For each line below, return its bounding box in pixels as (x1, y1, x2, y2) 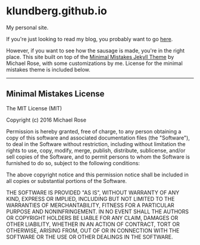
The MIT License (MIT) (6, 104, 62, 111)
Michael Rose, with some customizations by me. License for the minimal (6, 60, 183, 67)
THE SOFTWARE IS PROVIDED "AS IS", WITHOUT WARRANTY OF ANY (6, 189, 180, 196)
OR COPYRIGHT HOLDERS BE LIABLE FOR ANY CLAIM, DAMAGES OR (6, 214, 179, 221)
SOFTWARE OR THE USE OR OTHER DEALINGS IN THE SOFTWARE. (6, 233, 173, 240)
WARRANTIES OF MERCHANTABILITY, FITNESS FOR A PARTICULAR (6, 201, 174, 209)
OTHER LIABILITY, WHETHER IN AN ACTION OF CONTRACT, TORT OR (6, 221, 180, 228)
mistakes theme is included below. (6, 66, 90, 73)
